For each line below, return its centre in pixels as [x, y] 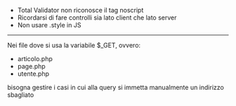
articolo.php [35, 59]
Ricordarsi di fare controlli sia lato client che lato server [97, 18]
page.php [31, 66]
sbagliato [21, 95]
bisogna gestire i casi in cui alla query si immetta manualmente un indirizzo [116, 87]
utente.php [33, 74]
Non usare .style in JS [49, 25]
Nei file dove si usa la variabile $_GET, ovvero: [74, 45]
